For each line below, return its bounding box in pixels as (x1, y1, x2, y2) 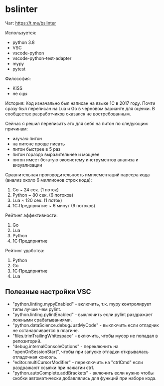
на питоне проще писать (12, 141, 65, 147)
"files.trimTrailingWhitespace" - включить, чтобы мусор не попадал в (12, 333, 158, 339)
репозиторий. (12, 338, 42, 344)
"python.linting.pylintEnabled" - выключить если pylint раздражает (12, 311, 153, 318)
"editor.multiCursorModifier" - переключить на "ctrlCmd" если (12, 359, 143, 365)
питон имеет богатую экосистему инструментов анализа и (12, 156, 139, 163)
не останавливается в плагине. (12, 327, 79, 333)
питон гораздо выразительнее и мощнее (12, 151, 100, 157)
